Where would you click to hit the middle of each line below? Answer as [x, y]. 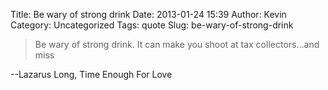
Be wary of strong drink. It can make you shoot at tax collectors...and [177, 44]
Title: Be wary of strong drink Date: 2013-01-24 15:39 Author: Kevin [148, 14]
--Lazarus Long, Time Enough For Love [91, 74]
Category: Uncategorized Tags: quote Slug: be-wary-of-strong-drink [152, 25]
